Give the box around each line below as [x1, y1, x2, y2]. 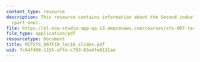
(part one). [11, 19, 42, 25]
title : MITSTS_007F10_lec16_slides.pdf [6, 42, 105, 48]
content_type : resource [6, 8, 65, 15]
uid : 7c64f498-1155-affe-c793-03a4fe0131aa [6, 47, 116, 53]
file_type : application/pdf [6, 31, 76, 37]
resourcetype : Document [6, 36, 65, 42]
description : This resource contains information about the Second [6, 14, 177, 20]
